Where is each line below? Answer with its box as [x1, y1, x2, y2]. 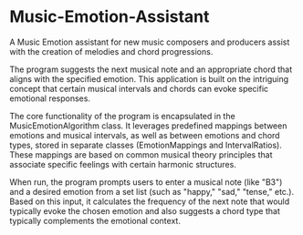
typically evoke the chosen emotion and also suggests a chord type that [9, 205, 280, 216]
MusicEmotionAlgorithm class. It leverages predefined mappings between [9, 120, 287, 131]
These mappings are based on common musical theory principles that [9, 148, 273, 160]
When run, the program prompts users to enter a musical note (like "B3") [9, 176, 283, 188]
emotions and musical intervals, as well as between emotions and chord [9, 129, 280, 140]
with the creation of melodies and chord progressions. [9, 46, 214, 56]
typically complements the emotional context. [9, 215, 181, 226]
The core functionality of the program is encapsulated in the [9, 110, 235, 121]
